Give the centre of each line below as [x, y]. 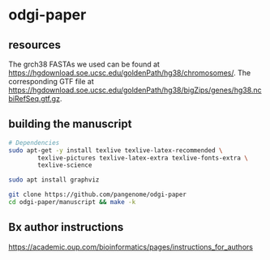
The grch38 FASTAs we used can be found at [84, 64]
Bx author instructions [66, 227]
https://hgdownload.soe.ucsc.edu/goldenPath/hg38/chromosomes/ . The [130, 73]
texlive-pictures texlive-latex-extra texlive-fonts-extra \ [143, 158]
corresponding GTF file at [51, 81]
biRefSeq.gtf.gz [34, 98]
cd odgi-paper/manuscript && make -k [72, 202]
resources [34, 45]
